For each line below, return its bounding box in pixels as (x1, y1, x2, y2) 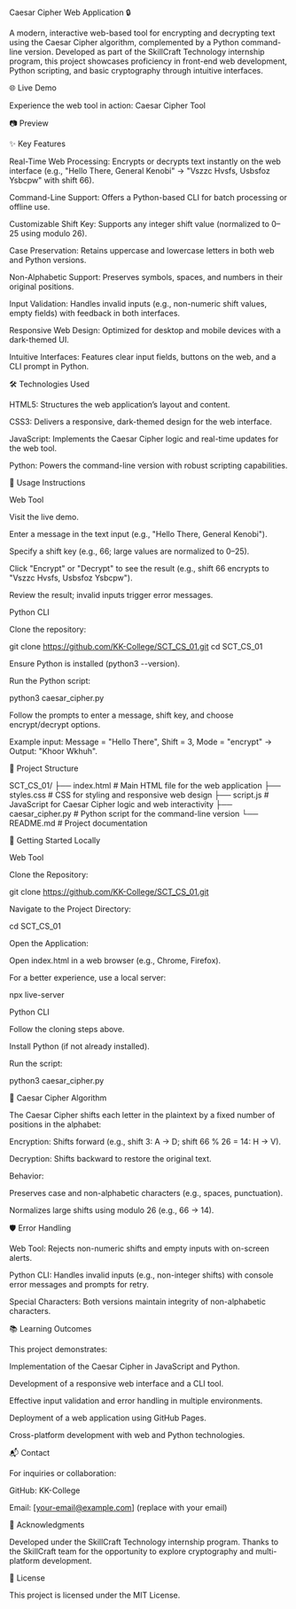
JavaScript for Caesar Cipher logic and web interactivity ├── (9, 799, 233, 809)
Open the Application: (9, 938, 89, 948)
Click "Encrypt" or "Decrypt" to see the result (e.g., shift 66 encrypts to (9, 564, 269, 573)
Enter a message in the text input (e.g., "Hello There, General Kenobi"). (9, 529, 268, 539)
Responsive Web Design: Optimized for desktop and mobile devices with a (9, 325, 281, 335)
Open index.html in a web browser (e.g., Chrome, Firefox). (9, 955, 222, 966)
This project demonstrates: (9, 1344, 108, 1354)
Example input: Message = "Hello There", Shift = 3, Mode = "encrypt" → (9, 736, 273, 747)
